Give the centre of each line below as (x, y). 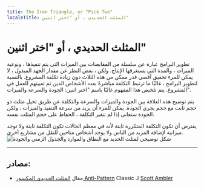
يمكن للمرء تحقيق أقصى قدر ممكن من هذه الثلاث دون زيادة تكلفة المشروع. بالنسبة (100, 77)
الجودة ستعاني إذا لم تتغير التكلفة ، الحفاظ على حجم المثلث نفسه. (81, 114)
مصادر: (19, 164)
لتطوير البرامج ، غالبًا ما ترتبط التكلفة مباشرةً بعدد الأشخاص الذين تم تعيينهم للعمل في (102, 83)
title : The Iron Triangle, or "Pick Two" (60, 12)
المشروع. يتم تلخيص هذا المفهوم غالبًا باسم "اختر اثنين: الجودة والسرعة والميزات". (99, 90)
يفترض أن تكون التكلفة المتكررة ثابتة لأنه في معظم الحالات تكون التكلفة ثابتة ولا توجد (102, 126)
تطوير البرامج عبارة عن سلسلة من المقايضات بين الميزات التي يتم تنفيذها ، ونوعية (98, 64)
